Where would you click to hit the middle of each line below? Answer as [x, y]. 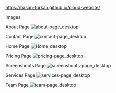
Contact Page [19, 36]
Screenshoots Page [26, 66]
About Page [17, 27]
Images [13, 17]
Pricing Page [18, 56]
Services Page [20, 75]
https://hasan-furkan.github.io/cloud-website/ [53, 7]
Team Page [17, 85]
